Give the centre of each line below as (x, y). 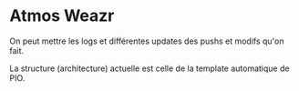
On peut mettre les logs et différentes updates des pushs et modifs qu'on (147, 41)
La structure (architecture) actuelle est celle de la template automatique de (149, 68)
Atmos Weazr (62, 16)
